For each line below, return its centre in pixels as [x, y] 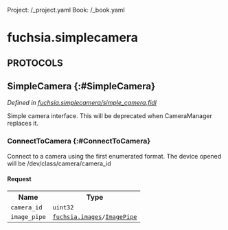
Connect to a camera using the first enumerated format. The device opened [114, 156]
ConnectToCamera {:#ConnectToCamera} [79, 141]
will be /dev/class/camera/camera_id [59, 163]
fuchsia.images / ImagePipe [95, 217]
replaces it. [23, 124]
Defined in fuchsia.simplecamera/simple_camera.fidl [82, 103]
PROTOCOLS [35, 63]
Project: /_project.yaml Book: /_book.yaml [66, 10]
